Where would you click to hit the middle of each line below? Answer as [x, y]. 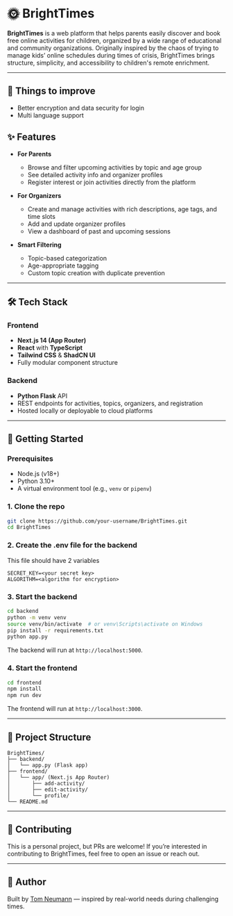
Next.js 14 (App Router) [52, 341]
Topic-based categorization [67, 258]
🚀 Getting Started [45, 439]
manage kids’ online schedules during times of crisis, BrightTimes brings [111, 55]
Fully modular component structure [67, 363]
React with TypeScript [50, 348]
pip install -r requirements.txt [55, 630]
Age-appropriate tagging [63, 265]
